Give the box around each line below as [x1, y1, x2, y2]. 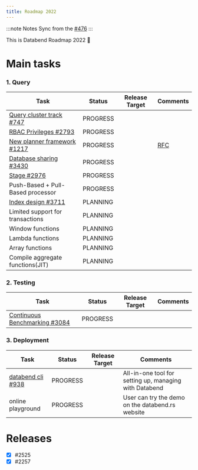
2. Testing [6, 278, 35, 287]
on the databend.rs [123, 400, 176, 409]
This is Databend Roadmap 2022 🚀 [6, 36, 91, 43]
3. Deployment [6, 336, 49, 345]
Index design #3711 [9, 198, 66, 206]
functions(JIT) [9, 261, 49, 269]
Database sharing [9, 154, 58, 163]
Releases [6, 432, 52, 445]
